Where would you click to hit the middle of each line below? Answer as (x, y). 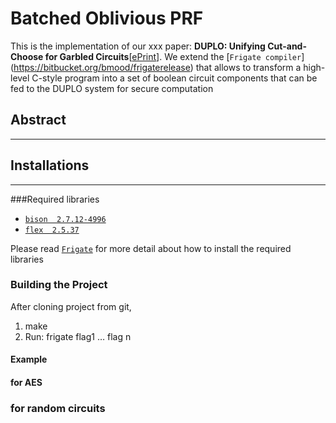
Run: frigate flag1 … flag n (78, 336)
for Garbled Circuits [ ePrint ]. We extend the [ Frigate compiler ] (174, 56)
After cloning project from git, (71, 306)
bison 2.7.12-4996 (65, 219)
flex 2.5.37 (52, 230)
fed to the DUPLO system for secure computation (112, 88)
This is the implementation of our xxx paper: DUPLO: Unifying (138, 46)
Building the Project (59, 285)
